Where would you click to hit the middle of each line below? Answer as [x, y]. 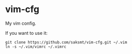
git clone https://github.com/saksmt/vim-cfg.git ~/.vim [66, 42]
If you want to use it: [26, 33]
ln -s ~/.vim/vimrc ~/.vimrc [36, 46]
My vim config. [21, 23]
